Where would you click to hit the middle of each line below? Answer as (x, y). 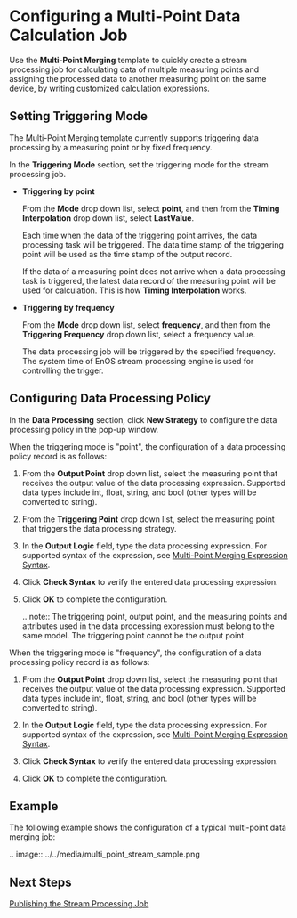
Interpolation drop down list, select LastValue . (108, 218)
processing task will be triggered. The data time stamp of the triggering (153, 244)
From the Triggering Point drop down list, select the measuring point (148, 519)
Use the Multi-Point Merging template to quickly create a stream (128, 60)
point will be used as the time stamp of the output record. (127, 254)
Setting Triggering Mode (79, 116)
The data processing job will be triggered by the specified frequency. (148, 351)
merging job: (32, 837)
